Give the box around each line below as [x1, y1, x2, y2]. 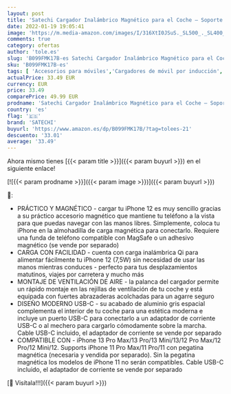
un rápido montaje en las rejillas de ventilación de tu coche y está [16, 285, 203, 293]
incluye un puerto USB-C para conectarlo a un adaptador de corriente [16, 314, 216, 322]
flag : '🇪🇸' [7, 112, 41, 119]
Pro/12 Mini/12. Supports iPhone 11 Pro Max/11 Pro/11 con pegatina [16, 344, 204, 352]
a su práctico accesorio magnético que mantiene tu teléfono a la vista [16, 211, 215, 220]
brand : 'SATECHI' [7, 118, 57, 126]
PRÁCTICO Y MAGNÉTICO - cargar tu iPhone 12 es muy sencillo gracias [16, 205, 221, 213]
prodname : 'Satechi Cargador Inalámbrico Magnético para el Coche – [7, 100, 208, 107]
